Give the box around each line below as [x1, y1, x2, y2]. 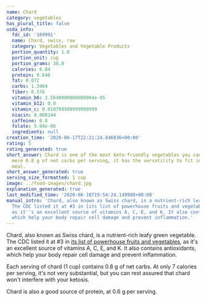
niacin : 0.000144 [12, 112, 56, 118]
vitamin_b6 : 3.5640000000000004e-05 [12, 95, 105, 101]
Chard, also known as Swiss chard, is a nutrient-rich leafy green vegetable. [6, 232, 196, 239]
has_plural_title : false [6, 20, 70, 26]
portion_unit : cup [12, 55, 59, 61]
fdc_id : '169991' [12, 32, 56, 38]
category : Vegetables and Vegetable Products [12, 44, 131, 50]
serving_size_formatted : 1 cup [6, 174, 86, 181]
